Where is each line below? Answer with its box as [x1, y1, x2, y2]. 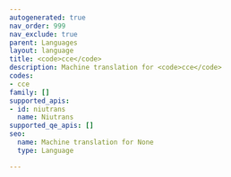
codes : [9, 72, 34, 80]
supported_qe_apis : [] [9, 122, 94, 131]
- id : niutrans [9, 105, 66, 114]
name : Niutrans [17, 113, 74, 122]
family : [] [9, 88, 50, 97]
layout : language [9, 46, 74, 55]
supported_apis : [9, 96, 70, 105]
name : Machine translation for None [17, 138, 154, 147]
